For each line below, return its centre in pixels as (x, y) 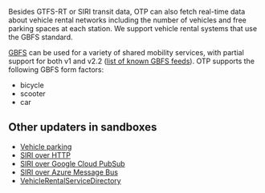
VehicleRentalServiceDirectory (71, 180)
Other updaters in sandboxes (83, 127)
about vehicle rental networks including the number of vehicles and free (127, 20)
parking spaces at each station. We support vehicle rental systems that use (133, 28)
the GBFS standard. (41, 37)
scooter (33, 94)
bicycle (32, 85)
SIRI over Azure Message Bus (69, 172)
